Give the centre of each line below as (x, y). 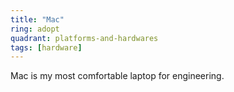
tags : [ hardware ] (46, 47)
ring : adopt (35, 29)
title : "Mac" (37, 19)
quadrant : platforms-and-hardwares (84, 38)
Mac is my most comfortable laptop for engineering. (117, 76)
